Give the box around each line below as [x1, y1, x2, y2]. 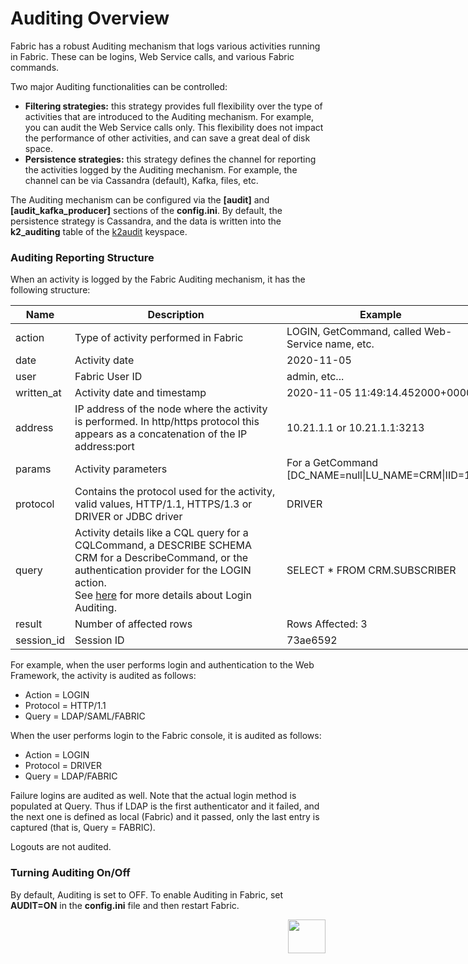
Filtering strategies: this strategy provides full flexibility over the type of [24, 100, 323, 112]
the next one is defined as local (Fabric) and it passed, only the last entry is [10, 811, 320, 823]
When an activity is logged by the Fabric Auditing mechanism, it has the [10, 273, 306, 286]
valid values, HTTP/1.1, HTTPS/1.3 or [74, 497, 253, 511]
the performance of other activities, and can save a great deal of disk [24, 132, 311, 144]
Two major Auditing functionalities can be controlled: [10, 80, 228, 92]
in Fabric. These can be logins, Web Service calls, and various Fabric [10, 50, 295, 62]
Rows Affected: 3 [286, 617, 368, 631]
